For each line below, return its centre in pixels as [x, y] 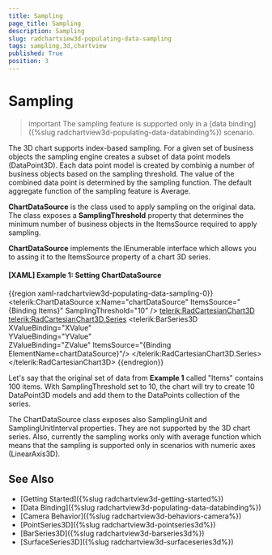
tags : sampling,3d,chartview [57, 46]
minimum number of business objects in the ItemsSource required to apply [133, 224]
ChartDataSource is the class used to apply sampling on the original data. [132, 207]
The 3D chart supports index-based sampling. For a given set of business [131, 147]
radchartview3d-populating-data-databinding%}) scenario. [156, 132]
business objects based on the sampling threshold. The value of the [121, 173]
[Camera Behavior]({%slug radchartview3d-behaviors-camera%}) [131, 516]
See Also [31, 479]
